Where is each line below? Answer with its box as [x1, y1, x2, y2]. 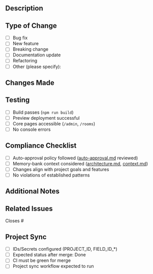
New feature [12, 41, 39, 47]
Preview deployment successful [12, 115, 80, 121]
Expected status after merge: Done [12, 252, 86, 258]
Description [5, 4, 43, 13]
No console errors [12, 126, 51, 132]
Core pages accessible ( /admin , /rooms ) [12, 120, 96, 126]
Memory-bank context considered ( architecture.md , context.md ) [12, 160, 148, 166]
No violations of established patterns [12, 172, 90, 178]
